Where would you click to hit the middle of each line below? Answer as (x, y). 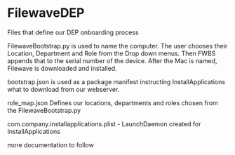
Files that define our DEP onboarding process (73, 32)
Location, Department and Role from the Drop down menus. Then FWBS (112, 53)
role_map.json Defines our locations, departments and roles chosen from (113, 102)
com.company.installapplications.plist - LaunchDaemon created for (104, 123)
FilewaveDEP (46, 13)
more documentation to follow (51, 144)
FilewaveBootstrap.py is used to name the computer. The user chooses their (117, 46)
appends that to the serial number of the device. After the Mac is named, (112, 60)
